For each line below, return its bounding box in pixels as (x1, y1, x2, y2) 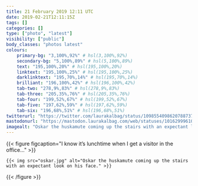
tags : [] (6, 19, 28, 25)
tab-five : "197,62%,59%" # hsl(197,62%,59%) (16, 102, 128, 108)
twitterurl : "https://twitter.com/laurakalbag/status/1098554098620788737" (6, 113, 196, 119)
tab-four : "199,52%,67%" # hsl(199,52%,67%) (16, 96, 128, 102)
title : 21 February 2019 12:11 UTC (6, 8, 94, 15)
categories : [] (6, 25, 44, 31)
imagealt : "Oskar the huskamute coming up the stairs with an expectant (6, 124, 189, 130)
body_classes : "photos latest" (6, 42, 83, 48)
